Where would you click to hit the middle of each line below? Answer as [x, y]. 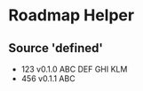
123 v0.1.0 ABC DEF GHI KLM [74, 69]
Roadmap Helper [71, 15]
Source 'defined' [56, 48]
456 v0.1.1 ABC [48, 79]
